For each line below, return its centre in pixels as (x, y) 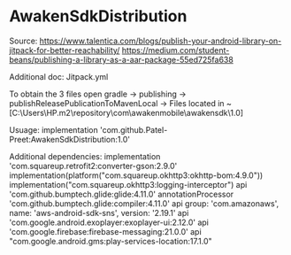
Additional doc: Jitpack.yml (59, 76)
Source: (23, 41)
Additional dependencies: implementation (85, 156)
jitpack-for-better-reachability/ (65, 50)
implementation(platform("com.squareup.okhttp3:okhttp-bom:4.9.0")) (136, 175)
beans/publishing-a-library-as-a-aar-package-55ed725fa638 (122, 59)
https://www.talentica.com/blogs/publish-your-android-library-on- (161, 41)
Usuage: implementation (54, 129)
